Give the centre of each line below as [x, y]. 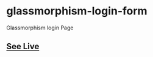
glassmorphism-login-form [77, 11]
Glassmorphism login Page [40, 28]
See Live [23, 46]
